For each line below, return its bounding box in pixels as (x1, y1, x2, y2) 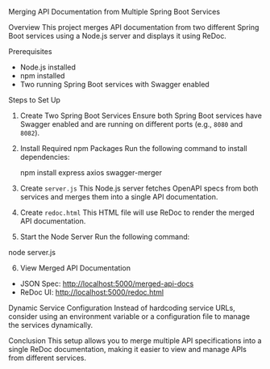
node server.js (8, 248, 56, 257)
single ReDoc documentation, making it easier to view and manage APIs (8, 345, 247, 354)
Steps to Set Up (8, 95, 60, 104)
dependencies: (19, 153, 70, 161)
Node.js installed (19, 62, 77, 72)
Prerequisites (8, 47, 52, 56)
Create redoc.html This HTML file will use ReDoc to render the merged (19, 208, 255, 217)
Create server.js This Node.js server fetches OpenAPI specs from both (19, 183, 259, 193)
